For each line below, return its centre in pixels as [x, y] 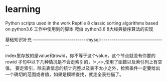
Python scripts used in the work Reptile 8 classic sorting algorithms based [82, 23]
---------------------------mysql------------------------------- [97, 39]
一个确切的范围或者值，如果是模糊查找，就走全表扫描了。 [64, 74]
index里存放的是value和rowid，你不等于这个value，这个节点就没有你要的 [80, 55]
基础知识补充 [18, 39]
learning [23, 9]
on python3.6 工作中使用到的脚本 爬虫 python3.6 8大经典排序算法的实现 [79, 29]
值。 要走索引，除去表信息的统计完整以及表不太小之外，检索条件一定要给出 [83, 68]
